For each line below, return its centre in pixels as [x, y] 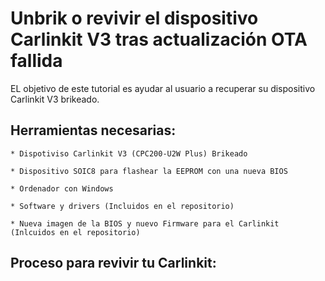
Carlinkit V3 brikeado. [55, 99]
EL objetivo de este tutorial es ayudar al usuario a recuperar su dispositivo [163, 88]
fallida [36, 61]
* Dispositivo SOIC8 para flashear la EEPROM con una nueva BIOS [149, 171]
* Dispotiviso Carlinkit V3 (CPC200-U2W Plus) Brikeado [129, 153]
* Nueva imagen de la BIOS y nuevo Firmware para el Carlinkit [145, 223]
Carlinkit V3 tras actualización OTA [159, 39]
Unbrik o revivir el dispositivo [134, 18]
